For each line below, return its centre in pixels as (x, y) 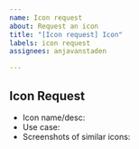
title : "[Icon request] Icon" (66, 34)
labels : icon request (50, 43)
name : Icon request (46, 18)
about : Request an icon (54, 26)
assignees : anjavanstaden (58, 51)
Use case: (41, 126)
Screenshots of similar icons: (76, 136)
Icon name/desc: (54, 117)
